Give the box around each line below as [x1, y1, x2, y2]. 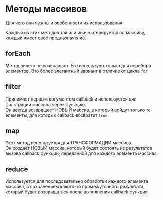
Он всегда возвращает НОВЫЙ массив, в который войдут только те [5, 107, 151, 113]
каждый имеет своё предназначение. [5, 35, 86, 41]
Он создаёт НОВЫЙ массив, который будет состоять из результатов [5, 145, 152, 151]
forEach [5, 49, 31, 58]
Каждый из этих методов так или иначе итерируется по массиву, [5, 29, 146, 35]
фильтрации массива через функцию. [5, 101, 86, 107]
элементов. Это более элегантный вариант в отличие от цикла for [5, 68, 148, 74]
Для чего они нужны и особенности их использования [5, 20, 123, 26]
